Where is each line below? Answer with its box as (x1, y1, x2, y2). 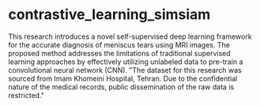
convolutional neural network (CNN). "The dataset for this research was (8, 65, 243, 74)
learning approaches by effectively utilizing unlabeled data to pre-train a (8, 57, 243, 66)
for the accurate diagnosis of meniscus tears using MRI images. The (8, 40, 231, 49)
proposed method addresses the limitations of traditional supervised (8, 48, 231, 58)
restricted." (8, 90, 45, 100)
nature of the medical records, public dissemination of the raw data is (8, 81, 235, 92)
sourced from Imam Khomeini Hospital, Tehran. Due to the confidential (8, 74, 238, 83)
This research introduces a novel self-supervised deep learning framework (8, 32, 252, 41)
